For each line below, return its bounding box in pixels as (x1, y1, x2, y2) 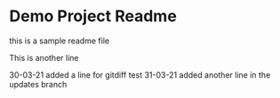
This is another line (9, 52, 79, 63)
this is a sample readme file (9, 35, 109, 46)
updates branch (9, 79, 68, 89)
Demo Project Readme (9, 6, 178, 26)
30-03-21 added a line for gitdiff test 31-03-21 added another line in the (9, 69, 271, 80)
